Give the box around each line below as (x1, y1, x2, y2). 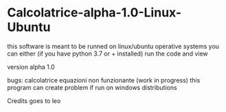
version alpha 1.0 (7, 63, 55, 71)
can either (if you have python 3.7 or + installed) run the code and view (7, 49, 208, 58)
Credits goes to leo (7, 96, 61, 104)
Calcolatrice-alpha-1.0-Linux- (7, 5, 182, 21)
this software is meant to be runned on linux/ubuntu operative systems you (7, 42, 220, 50)
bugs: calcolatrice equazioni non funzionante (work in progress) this (7, 76, 201, 84)
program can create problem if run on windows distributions (7, 83, 177, 91)
